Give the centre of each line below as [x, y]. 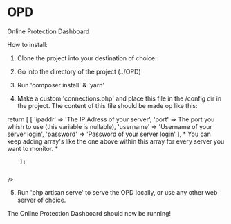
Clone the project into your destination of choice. [87, 58]
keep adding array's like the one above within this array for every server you [116, 141]
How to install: [28, 44]
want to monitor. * [33, 148]
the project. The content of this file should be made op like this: [108, 105]
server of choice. [41, 200]
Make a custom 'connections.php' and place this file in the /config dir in [119, 98]
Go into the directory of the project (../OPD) [79, 71]
